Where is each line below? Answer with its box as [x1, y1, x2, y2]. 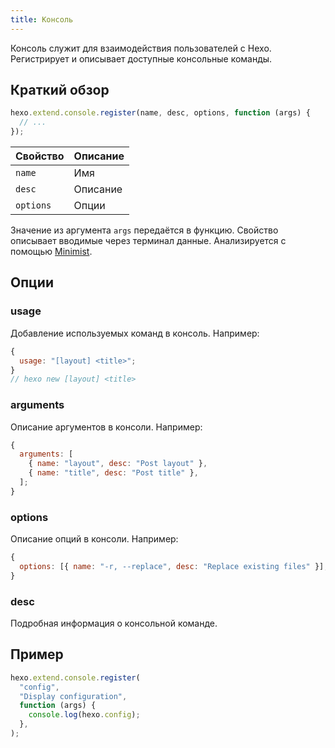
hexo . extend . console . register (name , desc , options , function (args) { [10, 108, 311, 118]
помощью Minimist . [10, 246, 93, 258]
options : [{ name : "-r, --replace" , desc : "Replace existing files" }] [19, 561, 325, 571]
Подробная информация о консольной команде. [10, 617, 218, 630]
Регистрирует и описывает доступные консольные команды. [10, 52, 273, 65]
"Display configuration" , [19, 691, 128, 701]
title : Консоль [10, 14, 74, 25]
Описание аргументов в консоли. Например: [10, 421, 203, 433]
